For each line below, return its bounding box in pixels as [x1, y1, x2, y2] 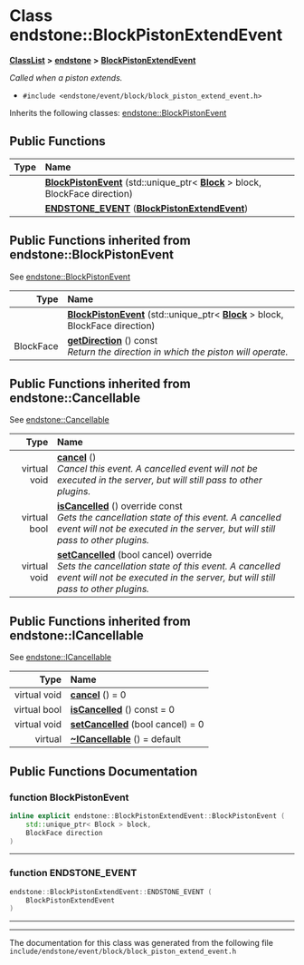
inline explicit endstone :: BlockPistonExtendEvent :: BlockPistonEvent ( [9, 811, 285, 821]
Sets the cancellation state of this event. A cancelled [57, 560, 280, 572]
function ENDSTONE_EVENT [9, 867, 138, 880]
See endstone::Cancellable [9, 414, 110, 425]
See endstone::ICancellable [9, 652, 112, 663]
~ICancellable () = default [70, 733, 181, 746]
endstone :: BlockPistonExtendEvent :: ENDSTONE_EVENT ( [9, 887, 213, 896]
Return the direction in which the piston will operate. [67, 346, 289, 358]
